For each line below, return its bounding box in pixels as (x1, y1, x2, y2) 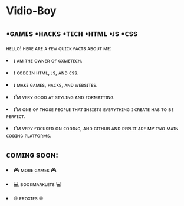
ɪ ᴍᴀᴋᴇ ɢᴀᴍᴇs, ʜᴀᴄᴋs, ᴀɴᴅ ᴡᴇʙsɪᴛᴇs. (14, 81, 98, 88)
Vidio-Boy (6, 4, 57, 18)
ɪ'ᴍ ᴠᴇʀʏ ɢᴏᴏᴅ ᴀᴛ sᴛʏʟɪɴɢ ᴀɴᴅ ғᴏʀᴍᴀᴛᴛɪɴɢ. (14, 93, 115, 100)
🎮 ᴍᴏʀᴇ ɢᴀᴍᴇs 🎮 (14, 166, 57, 174)
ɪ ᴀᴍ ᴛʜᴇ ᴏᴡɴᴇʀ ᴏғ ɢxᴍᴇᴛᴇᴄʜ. (14, 57, 83, 64)
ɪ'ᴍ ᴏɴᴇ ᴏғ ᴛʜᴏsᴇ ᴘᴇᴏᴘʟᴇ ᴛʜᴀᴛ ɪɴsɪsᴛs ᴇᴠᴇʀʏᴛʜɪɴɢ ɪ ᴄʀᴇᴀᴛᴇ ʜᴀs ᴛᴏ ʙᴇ (14, 106, 174, 113)
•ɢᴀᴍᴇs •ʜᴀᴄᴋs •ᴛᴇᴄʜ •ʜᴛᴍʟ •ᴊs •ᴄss (6, 28, 138, 38)
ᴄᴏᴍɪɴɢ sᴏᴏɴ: (6, 150, 59, 160)
